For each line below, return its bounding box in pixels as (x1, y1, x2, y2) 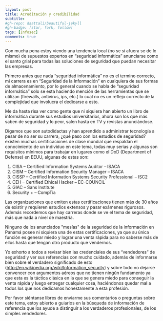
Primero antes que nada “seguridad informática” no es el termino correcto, (5, 73, 155, 79)
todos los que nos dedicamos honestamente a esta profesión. (5, 285, 129, 291)
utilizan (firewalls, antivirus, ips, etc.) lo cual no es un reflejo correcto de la (5, 93, 155, 99)
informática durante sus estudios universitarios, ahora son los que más (5, 113, 148, 119)
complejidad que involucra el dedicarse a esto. (5, 99, 99, 105)
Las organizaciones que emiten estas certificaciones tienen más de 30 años (5, 199, 158, 205)
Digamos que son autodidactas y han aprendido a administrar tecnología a (5, 128, 155, 134)
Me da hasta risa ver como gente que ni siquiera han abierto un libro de (5, 108, 149, 114)
